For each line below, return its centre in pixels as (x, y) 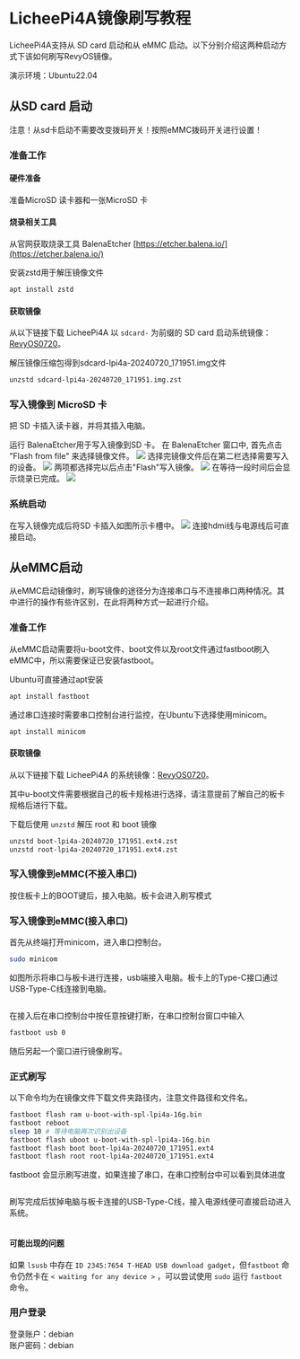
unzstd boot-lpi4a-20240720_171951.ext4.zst (94, 841)
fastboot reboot (39, 1123)
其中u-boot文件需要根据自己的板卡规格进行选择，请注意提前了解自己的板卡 (147, 794)
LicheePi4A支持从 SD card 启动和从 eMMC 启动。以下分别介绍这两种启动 (144, 45)
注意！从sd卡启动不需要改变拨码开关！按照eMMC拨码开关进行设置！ (136, 129)
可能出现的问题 (37, 1243)
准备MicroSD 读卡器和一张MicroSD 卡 (78, 199)
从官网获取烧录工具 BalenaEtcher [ (73, 244)
